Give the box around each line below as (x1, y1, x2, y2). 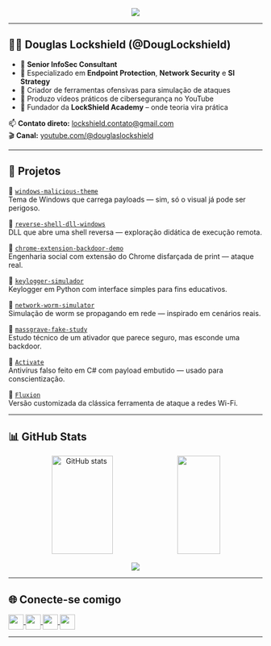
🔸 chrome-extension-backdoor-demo (8, 243, 123, 252)
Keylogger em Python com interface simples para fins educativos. (8, 284, 227, 294)
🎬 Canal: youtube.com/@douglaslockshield (8, 130, 154, 140)
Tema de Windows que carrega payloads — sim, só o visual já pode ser (8, 194, 246, 204)
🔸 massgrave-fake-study (8, 323, 88, 334)
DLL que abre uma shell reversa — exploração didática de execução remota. (8, 227, 262, 237)
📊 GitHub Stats (8, 430, 87, 444)
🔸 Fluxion (8, 390, 41, 399)
